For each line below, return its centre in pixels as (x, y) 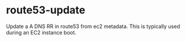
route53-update (46, 10)
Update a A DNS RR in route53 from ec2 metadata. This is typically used (93, 26)
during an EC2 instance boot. (41, 32)
